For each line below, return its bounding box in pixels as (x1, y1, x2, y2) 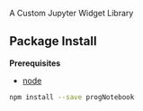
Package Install (9, 33, 97, 49)
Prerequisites (9, 58, 61, 69)
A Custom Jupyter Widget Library (9, 8, 134, 18)
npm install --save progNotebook (9, 92, 135, 102)
